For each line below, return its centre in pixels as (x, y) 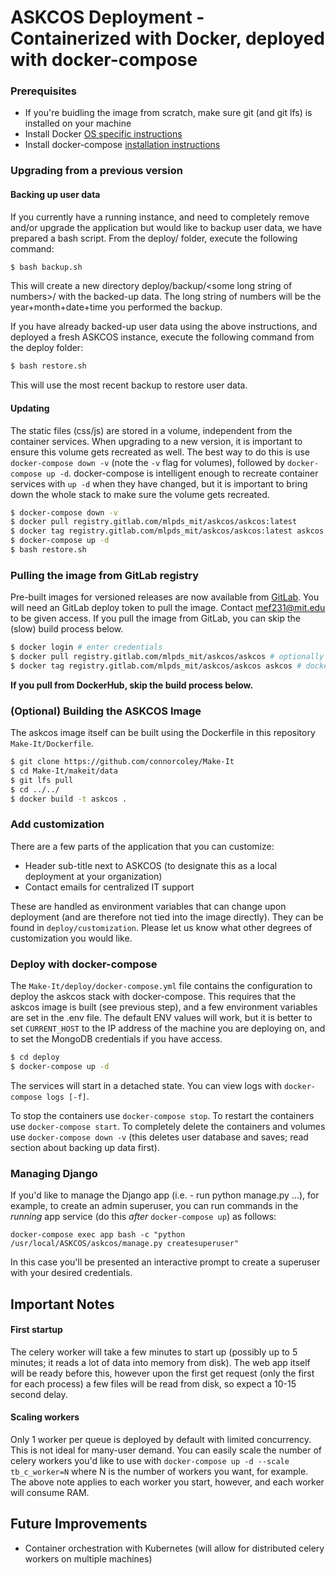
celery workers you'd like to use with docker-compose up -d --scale (150, 1460)
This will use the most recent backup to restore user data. (129, 385)
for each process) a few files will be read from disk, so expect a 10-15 (153, 1383)
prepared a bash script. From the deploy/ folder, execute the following (154, 238)
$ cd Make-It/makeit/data (64, 771)
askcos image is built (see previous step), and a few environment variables (164, 1007)
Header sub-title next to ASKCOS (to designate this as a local (151, 865)
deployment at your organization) (93, 876)
